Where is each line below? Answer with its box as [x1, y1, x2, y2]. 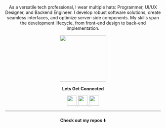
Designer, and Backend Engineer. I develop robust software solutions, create [5, 9, 161, 15]
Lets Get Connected [62, 86, 104, 91]
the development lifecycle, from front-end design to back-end [20, 20, 146, 26]
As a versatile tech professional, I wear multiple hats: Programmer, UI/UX [9, 4, 157, 10]
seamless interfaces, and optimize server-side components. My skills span [7, 15, 159, 20]
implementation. [66, 25, 100, 31]
